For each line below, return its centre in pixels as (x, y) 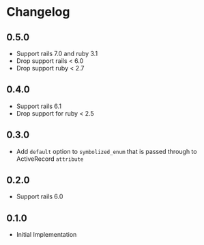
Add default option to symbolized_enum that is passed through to (106, 151)
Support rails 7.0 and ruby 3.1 (57, 53)
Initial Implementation (46, 235)
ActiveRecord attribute (50, 159)
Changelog (38, 12)
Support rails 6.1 (39, 106)
